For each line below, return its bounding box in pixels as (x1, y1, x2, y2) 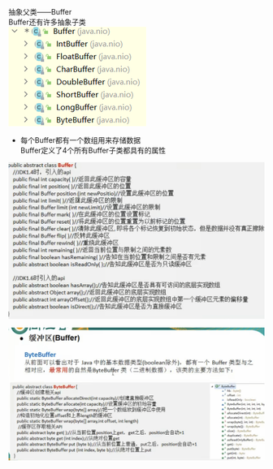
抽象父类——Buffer (8, 7, 72, 16)
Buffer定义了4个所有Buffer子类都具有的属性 (19, 145, 167, 155)
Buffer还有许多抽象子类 (8, 17, 87, 27)
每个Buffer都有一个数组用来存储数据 (19, 136, 141, 144)
